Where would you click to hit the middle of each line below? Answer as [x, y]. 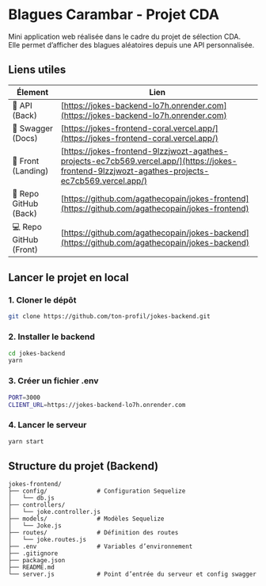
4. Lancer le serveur [47, 425]
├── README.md [32, 568]
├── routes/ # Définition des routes [93, 533]
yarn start [26, 441]
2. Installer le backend [51, 337]
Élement [33, 92]
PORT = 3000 [25, 398]
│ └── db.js [32, 498]
